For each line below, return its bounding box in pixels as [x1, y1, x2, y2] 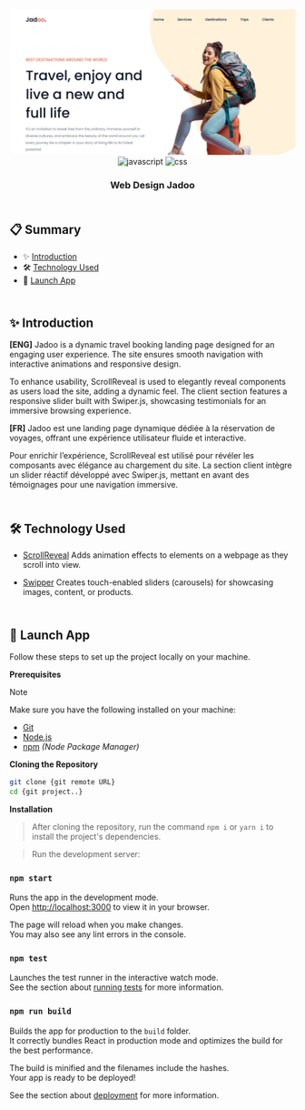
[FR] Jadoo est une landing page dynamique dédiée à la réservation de [9, 423, 275, 434]
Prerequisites [9, 669, 62, 681]
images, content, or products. [22, 587, 133, 598]
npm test [9, 954, 48, 964]
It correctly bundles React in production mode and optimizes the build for [9, 1034, 283, 1045]
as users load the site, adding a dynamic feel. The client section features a [9, 386, 288, 397]
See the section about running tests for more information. [9, 982, 224, 993]
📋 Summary [9, 222, 82, 237]
